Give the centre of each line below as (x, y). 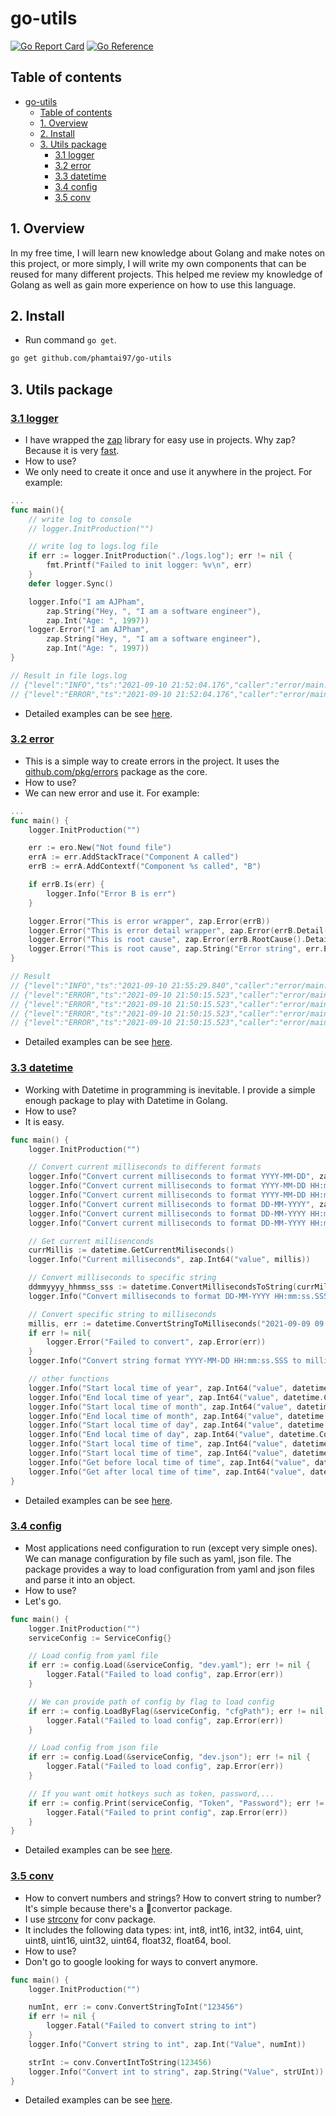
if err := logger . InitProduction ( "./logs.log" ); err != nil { (160, 556)
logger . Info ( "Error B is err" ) (111, 893)
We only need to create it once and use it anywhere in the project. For (168, 471)
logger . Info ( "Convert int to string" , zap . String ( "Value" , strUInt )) (176, 2072)
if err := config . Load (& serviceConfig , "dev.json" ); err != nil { (169, 1757)
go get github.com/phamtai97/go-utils (91, 358)
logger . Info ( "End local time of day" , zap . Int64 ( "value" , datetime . (174, 1435)
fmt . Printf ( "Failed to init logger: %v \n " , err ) (149, 565)
